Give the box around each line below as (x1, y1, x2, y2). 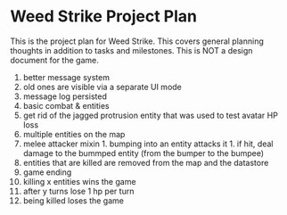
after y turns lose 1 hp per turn (22, 186, 135, 196)
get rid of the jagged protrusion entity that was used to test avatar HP (22, 110, 279, 120)
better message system (22, 71, 111, 82)
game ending (22, 167, 72, 178)
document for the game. (10, 54, 99, 65)
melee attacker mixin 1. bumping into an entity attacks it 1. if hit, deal (22, 138, 274, 149)
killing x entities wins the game (22, 176, 136, 186)
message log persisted (22, 91, 108, 102)
